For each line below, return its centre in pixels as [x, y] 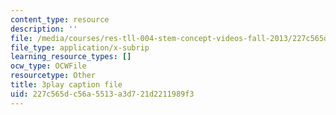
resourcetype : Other [53, 76]
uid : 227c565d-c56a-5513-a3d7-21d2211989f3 [102, 94]
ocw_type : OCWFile [48, 66]
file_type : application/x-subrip [80, 47]
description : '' [44, 29]
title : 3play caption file [66, 85]
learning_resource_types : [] [71, 57]
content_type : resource [60, 19]
